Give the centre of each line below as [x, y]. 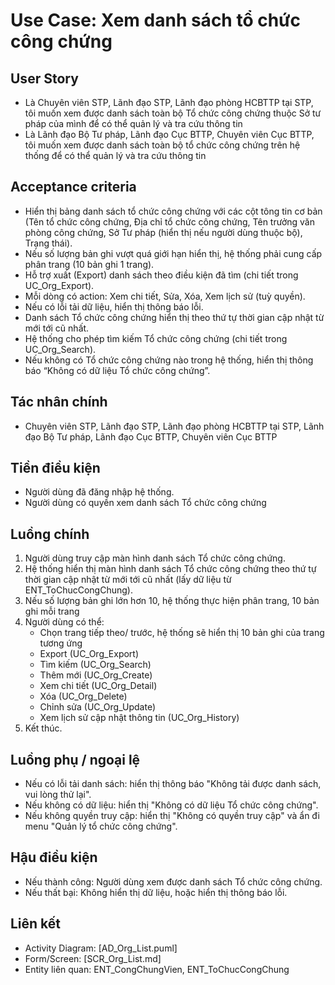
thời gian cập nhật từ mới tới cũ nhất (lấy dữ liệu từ [128, 580]
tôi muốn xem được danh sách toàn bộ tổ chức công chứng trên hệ [162, 145]
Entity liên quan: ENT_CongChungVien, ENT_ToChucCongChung [157, 969]
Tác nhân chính [59, 402]
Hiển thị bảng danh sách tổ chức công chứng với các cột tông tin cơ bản [173, 211]
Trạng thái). [48, 243]
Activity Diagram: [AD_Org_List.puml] [101, 948]
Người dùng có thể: [64, 622]
